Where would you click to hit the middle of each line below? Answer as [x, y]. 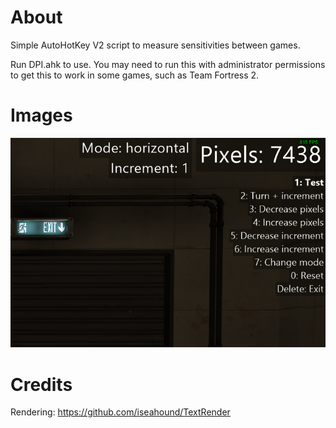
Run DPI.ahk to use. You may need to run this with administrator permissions [168, 64]
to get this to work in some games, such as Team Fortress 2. [135, 75]
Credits [41, 384]
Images [41, 115]
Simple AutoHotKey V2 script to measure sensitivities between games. [155, 45]
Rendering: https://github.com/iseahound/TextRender [120, 412]
